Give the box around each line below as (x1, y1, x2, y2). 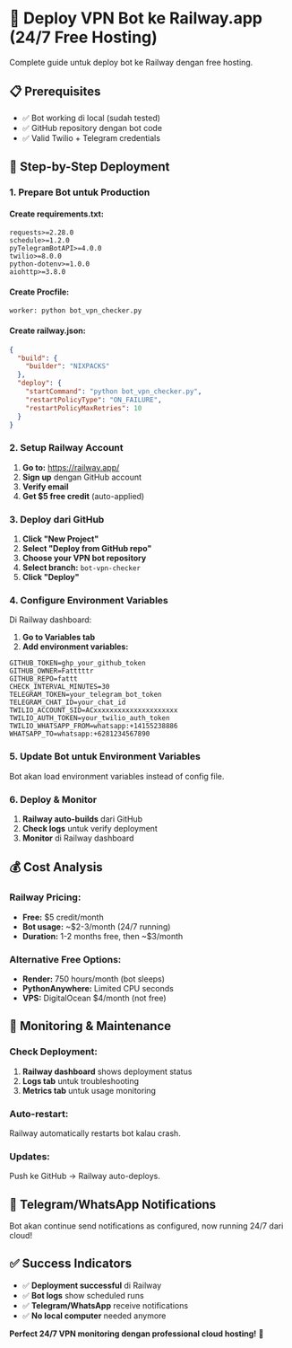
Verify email (21, 480, 69, 492)
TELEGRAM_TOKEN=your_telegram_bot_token (9, 691, 163, 700)
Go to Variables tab (21, 632, 96, 643)
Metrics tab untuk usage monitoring (21, 1085, 157, 1096)
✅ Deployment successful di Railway (21, 1280, 162, 1291)
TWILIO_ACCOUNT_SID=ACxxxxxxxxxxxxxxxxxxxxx (9, 706, 178, 715)
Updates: (9, 1150, 51, 1162)
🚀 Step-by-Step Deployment (9, 159, 170, 174)
